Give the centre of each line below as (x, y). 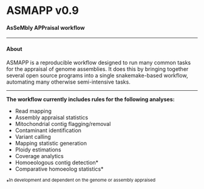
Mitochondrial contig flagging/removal (63, 124)
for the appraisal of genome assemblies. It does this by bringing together (97, 69)
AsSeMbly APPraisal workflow (46, 27)
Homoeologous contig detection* (57, 162)
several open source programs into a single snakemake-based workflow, (97, 75)
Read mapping (33, 111)
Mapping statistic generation (51, 143)
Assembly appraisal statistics (52, 117)
